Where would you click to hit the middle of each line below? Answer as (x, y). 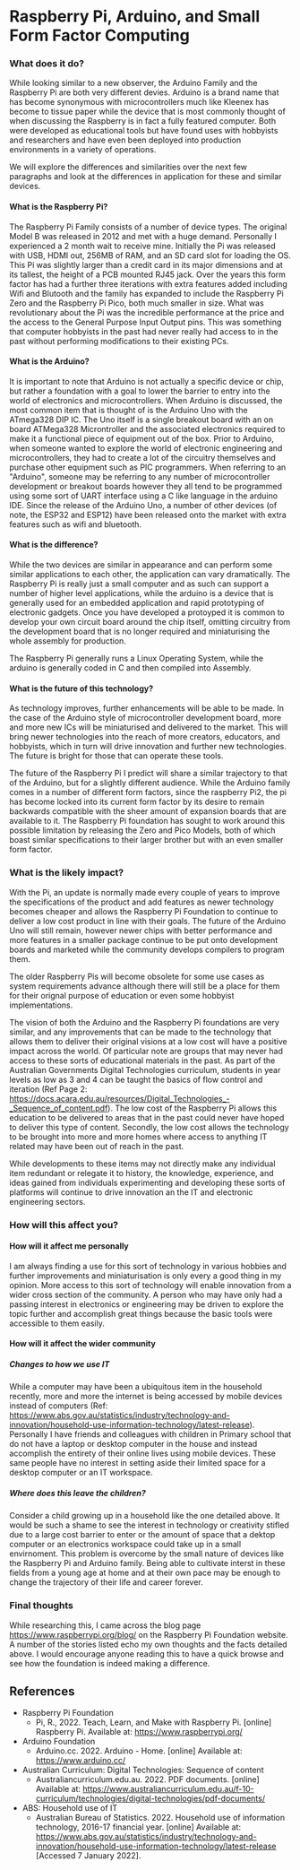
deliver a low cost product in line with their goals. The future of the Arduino (148, 921)
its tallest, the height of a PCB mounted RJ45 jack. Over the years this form (148, 274)
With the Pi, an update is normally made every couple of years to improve (145, 892)
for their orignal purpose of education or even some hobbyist (122, 995)
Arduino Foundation (59, 1742)
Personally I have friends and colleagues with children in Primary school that (150, 1434)
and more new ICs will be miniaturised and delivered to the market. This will (149, 727)
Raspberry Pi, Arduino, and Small (135, 17)
